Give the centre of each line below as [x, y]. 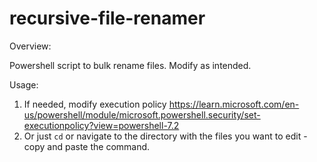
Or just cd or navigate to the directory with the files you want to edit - [165, 136]
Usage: [24, 84]
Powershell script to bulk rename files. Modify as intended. [130, 65]
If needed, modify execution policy [95, 104]
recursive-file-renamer [107, 18]
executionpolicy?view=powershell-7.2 [101, 125]
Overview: [30, 46]
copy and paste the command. [87, 146]
